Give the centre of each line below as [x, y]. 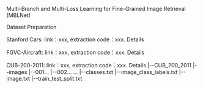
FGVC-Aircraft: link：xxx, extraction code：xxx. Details [76, 52]
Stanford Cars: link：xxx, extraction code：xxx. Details [75, 39]
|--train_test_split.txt [57, 79]
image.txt [18, 79]
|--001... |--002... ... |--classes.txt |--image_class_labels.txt [103, 72]
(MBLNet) [19, 15]
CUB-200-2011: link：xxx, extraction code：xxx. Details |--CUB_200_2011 [99, 65]
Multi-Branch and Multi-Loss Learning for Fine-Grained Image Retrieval [96, 9]
